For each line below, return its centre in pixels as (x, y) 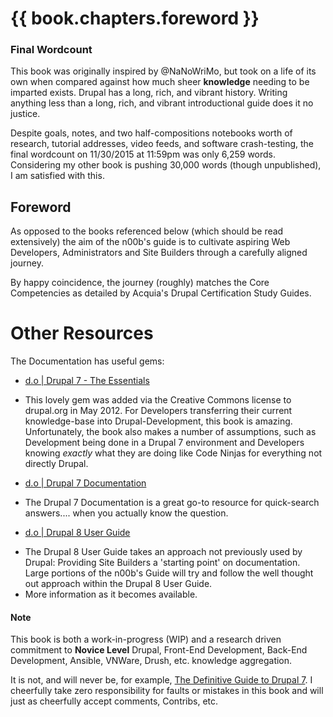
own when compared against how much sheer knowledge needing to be (160, 82)
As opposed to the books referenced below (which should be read (147, 231)
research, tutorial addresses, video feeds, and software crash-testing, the (162, 144)
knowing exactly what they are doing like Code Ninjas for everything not (173, 453)
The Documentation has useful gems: (87, 361)
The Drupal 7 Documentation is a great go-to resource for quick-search (172, 503)
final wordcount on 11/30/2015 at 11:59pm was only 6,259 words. (143, 154)
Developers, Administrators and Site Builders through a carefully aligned (159, 253)
